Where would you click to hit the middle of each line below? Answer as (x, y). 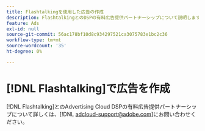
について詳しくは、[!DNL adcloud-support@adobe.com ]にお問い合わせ (101, 114)
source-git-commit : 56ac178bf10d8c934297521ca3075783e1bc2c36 (87, 35)
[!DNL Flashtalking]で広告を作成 (88, 88)
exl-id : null (23, 29)
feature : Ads (23, 23)
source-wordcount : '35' (37, 46)
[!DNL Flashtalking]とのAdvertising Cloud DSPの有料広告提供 (83, 106)
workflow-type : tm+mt (34, 40)
